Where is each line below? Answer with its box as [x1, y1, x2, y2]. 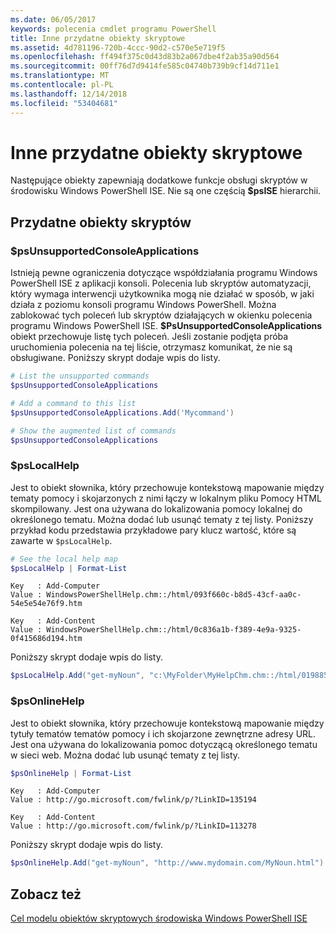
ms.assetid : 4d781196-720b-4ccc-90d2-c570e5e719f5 [10, 42, 226, 53]
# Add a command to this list [10, 398, 137, 408]
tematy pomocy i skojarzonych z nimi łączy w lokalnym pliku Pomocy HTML [10, 492, 322, 504]
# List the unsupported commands [10, 371, 150, 381]
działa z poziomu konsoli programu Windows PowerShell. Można [10, 299, 277, 311]
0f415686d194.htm [10, 634, 83, 644]
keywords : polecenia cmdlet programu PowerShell [10, 24, 217, 34]
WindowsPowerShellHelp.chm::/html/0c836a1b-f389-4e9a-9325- [46, 625, 302, 635]
